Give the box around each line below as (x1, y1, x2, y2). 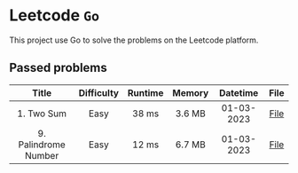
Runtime (127, 86, 164, 98)
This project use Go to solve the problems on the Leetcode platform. (9, 35, 259, 45)
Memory (172, 86, 209, 98)
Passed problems (9, 60, 108, 75)
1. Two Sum (17, 107, 67, 120)
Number (25, 149, 59, 161)
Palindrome (18, 138, 67, 151)
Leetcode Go (9, 5, 100, 26)
